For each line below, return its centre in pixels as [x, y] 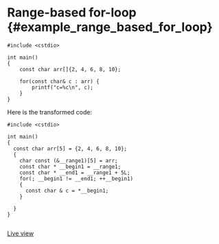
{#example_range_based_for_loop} [110, 27]
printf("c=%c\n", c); [63, 87]
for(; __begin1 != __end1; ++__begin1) [77, 179]
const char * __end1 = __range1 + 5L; [75, 173]
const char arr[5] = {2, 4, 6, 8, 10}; [70, 149]
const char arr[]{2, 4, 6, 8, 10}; [70, 69]
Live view [21, 233]
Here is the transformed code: [50, 112]
